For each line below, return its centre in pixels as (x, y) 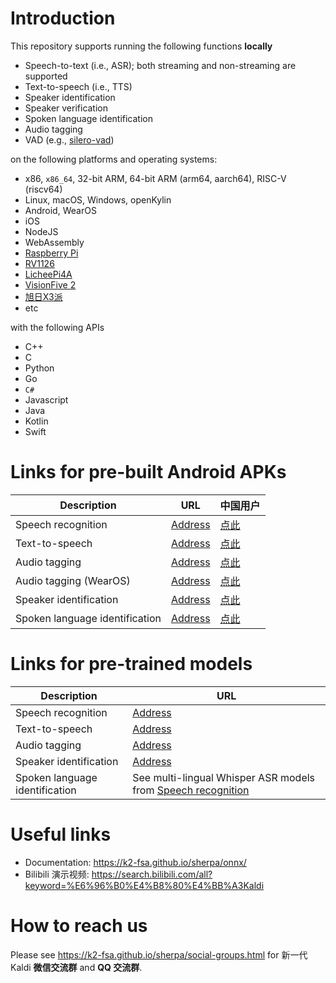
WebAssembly (54, 242)
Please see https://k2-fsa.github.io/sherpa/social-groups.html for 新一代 (159, 954)
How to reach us (79, 925)
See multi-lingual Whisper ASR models (224, 777)
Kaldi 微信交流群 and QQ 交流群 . (76, 967)
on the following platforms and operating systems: (114, 159)
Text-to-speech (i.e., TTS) (78, 86)
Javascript (46, 399)
